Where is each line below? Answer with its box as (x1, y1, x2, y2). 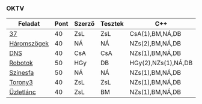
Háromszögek (9, 39, 49, 48)
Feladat (17, 20, 40, 28)
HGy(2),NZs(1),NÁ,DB (129, 59, 193, 67)
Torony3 (9, 78, 33, 87)
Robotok (9, 59, 33, 67)
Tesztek (100, 20, 124, 28)
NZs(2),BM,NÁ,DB (129, 39, 182, 48)
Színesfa (9, 69, 34, 77)
